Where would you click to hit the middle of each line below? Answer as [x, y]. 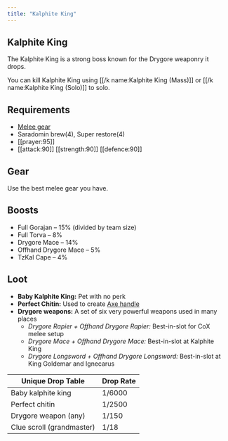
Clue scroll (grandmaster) [53, 427]
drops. [16, 67]
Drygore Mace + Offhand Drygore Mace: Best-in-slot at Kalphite [121, 341]
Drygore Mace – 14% [48, 242]
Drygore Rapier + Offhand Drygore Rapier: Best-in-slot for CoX [119, 326]
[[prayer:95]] [36, 142]
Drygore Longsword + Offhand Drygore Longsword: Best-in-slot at [124, 356]
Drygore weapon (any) [48, 416]
